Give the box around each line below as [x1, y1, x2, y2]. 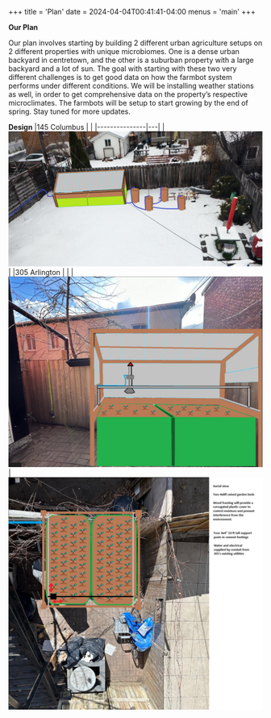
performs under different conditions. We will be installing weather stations [8, 81, 254, 90]
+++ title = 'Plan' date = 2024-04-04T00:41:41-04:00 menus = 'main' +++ [8, 7, 256, 16]
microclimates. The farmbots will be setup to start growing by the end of [8, 98, 248, 107]
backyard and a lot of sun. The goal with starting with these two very [8, 64, 237, 73]
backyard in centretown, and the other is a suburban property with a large [8, 56, 254, 65]
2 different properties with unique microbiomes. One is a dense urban [8, 47, 240, 56]
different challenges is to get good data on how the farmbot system [8, 73, 232, 81]
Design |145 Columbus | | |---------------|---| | [8, 123, 165, 131]
